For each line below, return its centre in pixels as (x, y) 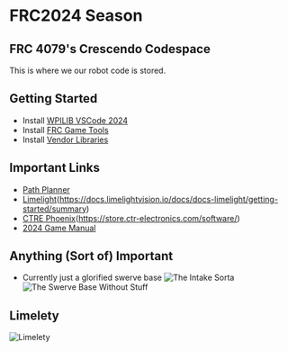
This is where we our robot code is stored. (88, 70)
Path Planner (46, 189)
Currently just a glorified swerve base (92, 278)
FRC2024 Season (76, 16)
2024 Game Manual (59, 228)
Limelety (35, 315)
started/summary (54, 209)
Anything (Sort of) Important (91, 256)
